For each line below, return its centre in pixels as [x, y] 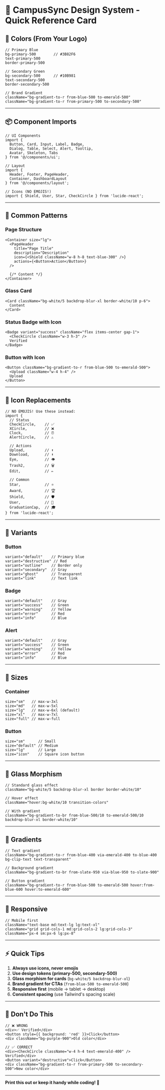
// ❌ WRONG [16, 1026]
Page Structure [24, 230]
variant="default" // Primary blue [45, 557]
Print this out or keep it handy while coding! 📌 [52, 1082]
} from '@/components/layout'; [37, 183]
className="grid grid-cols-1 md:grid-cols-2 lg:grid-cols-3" [69, 929]
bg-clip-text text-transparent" [38, 860]
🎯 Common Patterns [36, 216]
